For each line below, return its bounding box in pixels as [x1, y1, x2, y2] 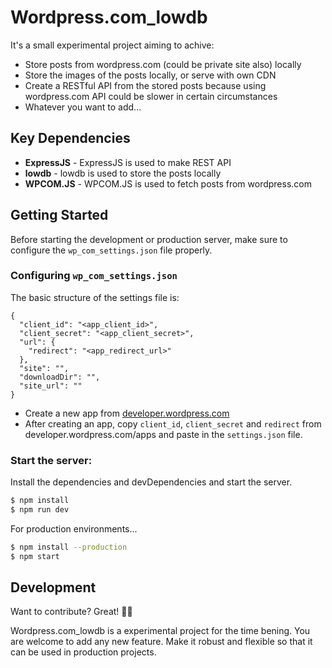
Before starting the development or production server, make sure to [10, 233, 288, 245]
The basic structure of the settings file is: [10, 291, 180, 303]
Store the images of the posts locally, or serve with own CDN [24, 69, 277, 81]
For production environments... [10, 522, 138, 535]
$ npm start [10, 551, 60, 561]
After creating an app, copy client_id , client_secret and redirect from [24, 417, 322, 430]
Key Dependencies [10, 130, 131, 147]
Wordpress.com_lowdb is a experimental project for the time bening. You [10, 625, 311, 637]
